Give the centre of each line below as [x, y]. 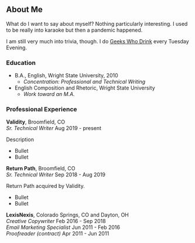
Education [21, 63]
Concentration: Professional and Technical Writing [84, 82]
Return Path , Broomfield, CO [41, 169]
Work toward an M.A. [49, 94]
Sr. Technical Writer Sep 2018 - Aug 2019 [56, 174]
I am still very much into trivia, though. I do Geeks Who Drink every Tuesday [97, 41]
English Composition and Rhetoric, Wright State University [85, 88]
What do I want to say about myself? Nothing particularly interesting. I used [97, 23]
